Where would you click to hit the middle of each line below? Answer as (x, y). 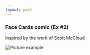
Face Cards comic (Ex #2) (37, 27)
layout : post (19, 10)
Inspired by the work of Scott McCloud (45, 38)
